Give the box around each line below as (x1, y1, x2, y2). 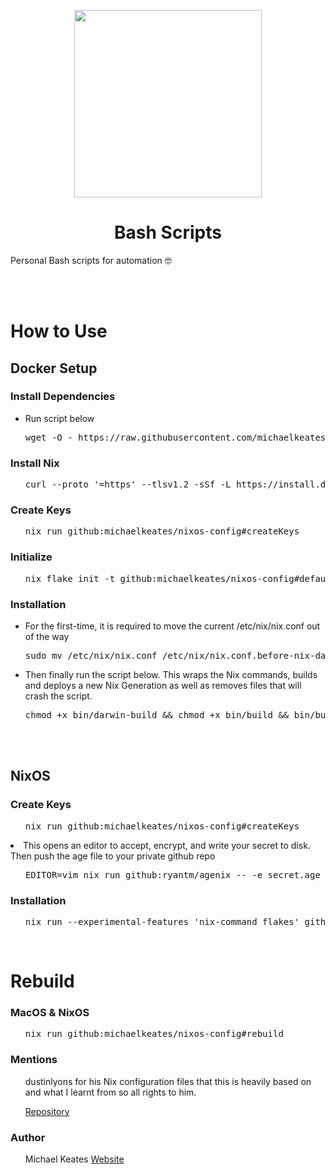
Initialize (10, 550, 53, 564)
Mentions (10, 1053, 58, 1067)
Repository (24, 1105, 70, 1117)
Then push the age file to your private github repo (10, 850, 216, 862)
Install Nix (10, 456, 60, 470)
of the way (24, 631, 70, 642)
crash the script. (24, 690, 93, 702)
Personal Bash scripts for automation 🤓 (10, 254, 172, 266)
